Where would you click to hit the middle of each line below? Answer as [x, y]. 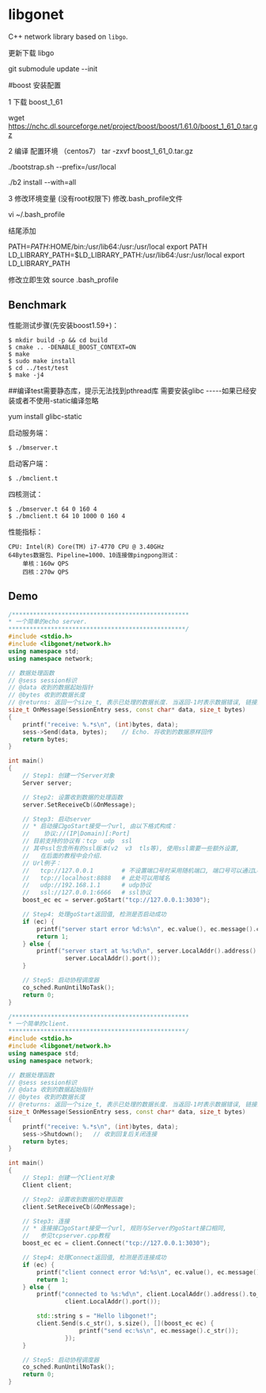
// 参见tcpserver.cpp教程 [66, 1236]
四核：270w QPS [46, 572]
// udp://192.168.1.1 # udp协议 [87, 885]
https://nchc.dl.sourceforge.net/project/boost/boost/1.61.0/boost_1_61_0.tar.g [133, 126]
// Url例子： [42, 863]
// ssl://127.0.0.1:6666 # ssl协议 [87, 893]
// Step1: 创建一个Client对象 [68, 1178]
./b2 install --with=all [42, 182]
